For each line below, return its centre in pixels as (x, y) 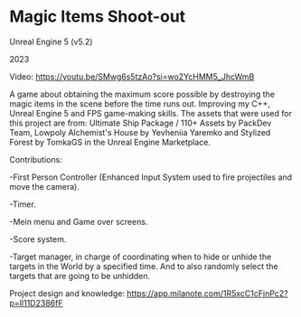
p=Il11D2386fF (36, 303)
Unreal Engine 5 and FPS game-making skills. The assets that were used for (150, 113)
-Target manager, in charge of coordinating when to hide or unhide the (141, 256)
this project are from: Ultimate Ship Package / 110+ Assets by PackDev (141, 123)
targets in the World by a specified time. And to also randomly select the (144, 266)
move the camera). (44, 186)
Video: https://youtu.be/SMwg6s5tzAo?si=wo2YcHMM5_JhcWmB (132, 76)
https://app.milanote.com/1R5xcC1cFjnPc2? (207, 293)
